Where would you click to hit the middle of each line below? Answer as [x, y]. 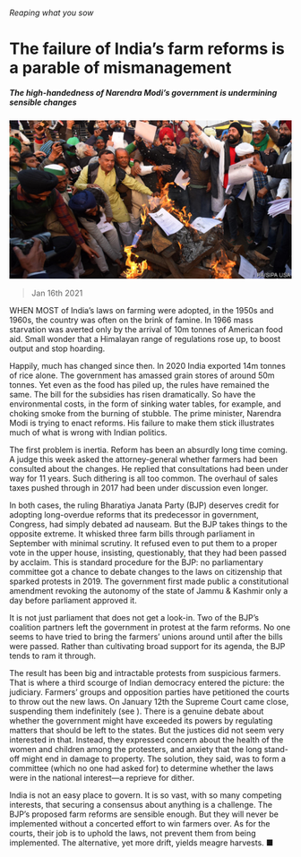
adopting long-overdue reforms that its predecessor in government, [134, 515]
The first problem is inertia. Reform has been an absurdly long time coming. [149, 450]
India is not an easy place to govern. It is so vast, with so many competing [146, 795]
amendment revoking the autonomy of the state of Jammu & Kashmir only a [149, 591]
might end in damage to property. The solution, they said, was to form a [154, 759]
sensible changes [43, 102]
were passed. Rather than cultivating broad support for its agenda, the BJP [147, 647]
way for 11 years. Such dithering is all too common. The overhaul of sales [144, 478]
